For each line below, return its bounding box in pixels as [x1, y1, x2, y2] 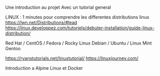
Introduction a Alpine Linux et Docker [5, 65, 83, 71]
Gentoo [5, 46, 21, 51]
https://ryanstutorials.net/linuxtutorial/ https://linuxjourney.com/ [5, 55, 139, 61]
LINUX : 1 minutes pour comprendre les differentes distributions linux [5, 14, 150, 20]
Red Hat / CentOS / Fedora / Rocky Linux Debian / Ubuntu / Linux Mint [5, 40, 152, 46]
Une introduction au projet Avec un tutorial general [5, 5, 111, 10]
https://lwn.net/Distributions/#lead [5, 20, 77, 25]
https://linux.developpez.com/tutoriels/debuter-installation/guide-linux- [5, 25, 155, 31]
